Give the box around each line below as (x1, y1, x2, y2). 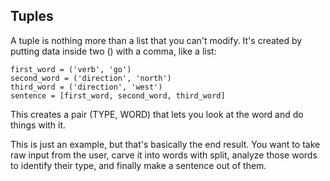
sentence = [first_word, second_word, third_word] (10, 90, 226, 101)
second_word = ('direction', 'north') (10, 73, 172, 83)
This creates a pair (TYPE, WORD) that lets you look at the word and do (10, 108, 304, 120)
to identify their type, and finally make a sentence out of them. (10, 159, 267, 171)
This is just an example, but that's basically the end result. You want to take (10, 138, 321, 150)
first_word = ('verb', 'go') (10, 64, 132, 74)
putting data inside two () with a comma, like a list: (10, 45, 217, 57)
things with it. (10, 119, 67, 131)
